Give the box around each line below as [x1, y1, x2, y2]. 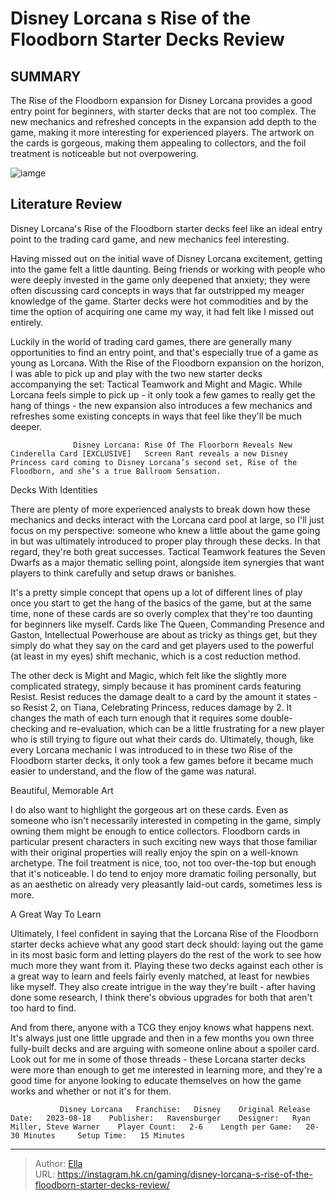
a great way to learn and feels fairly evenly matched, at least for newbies [10, 970, 310, 982]
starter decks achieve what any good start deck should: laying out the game [10, 938, 324, 950]
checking [10, 722, 49, 734]
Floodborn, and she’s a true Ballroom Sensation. [10, 466, 222, 476]
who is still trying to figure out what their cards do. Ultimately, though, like [10, 733, 315, 745]
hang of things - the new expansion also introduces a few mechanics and [10, 399, 313, 411]
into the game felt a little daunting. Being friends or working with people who [10, 263, 326, 275]
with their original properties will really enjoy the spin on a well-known [10, 846, 299, 858]
